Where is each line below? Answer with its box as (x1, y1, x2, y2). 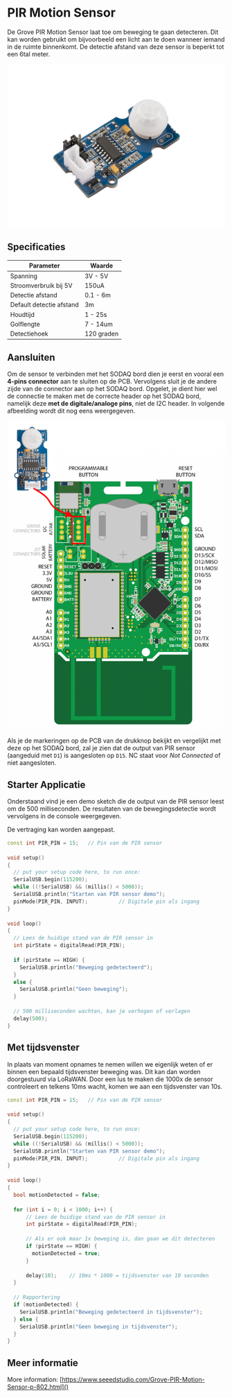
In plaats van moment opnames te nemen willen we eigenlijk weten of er (7, 1060, 213, 1069)
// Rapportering (13, 1294, 60, 1301)
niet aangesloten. (7, 759, 57, 767)
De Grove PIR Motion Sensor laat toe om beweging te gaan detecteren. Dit (7, 28, 219, 36)
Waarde (89, 261, 114, 270)
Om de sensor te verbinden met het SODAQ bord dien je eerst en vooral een (7, 370, 224, 379)
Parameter (28, 261, 60, 270)
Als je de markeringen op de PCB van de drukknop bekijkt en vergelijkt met (7, 736, 222, 745)
